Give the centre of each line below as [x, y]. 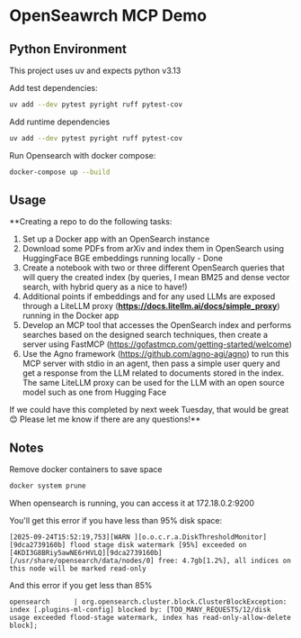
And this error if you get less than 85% [81, 586]
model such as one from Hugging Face [94, 392]
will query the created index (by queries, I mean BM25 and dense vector [156, 278]
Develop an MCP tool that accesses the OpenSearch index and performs [157, 325]
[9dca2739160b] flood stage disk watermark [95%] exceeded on [128, 545]
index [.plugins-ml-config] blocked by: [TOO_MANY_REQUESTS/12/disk [140, 610]
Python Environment [68, 49]
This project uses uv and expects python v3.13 [95, 70]
